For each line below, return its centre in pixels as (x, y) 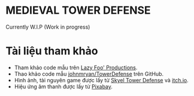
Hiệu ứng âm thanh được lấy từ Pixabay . (63, 86)
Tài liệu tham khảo (52, 51)
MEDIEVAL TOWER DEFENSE (78, 10)
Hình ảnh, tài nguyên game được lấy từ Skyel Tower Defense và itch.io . (101, 80)
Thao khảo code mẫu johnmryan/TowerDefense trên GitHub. (89, 74)
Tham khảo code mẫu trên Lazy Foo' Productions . (76, 67)
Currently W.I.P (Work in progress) (48, 27)
